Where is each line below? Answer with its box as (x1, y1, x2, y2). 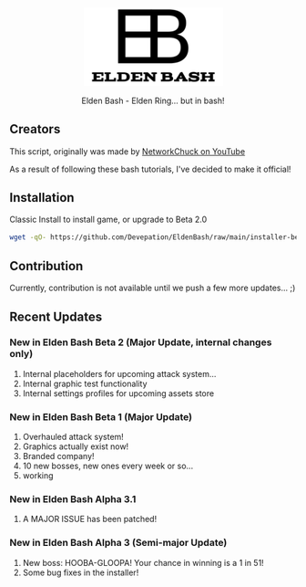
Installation (9, 190, 75, 205)
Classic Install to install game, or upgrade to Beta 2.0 (9, 214, 208, 225)
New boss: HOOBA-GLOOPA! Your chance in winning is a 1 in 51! (22, 557, 264, 568)
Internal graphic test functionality (22, 378, 148, 389)
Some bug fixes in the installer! (22, 567, 139, 578)
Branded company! (22, 451, 95, 462)
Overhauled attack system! (22, 432, 125, 443)
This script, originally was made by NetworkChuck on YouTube (9, 145, 246, 157)
